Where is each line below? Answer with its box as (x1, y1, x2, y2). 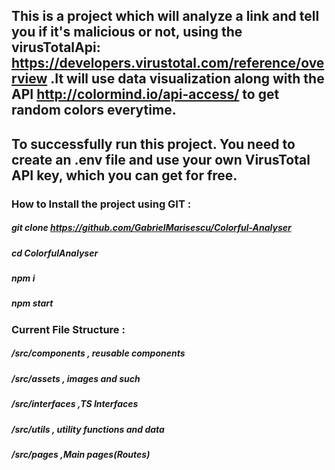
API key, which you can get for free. (11, 167, 238, 184)
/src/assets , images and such (11, 372, 141, 384)
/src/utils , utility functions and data (11, 423, 165, 435)
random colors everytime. (11, 102, 177, 119)
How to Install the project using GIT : (11, 197, 192, 211)
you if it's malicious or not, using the (11, 24, 243, 41)
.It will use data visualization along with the (50, 70, 325, 88)
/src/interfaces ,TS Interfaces (11, 398, 139, 410)
